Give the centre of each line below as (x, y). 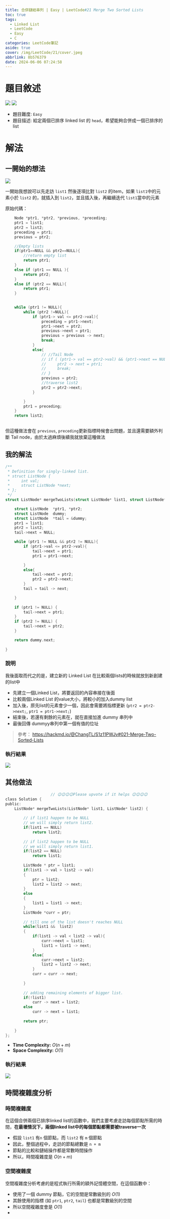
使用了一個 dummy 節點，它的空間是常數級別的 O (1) (66, 1194)
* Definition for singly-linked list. (48, 471)
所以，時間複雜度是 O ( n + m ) (42, 1157)
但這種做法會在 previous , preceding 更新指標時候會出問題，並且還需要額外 (82, 431)
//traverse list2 (60, 383)
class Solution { (24, 799)
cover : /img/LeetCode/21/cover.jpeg (44, 52)
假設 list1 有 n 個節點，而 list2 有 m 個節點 (57, 1138)
